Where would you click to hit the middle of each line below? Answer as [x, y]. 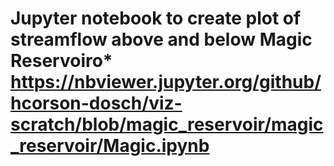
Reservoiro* [61, 61]
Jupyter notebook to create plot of [156, 18]
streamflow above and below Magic [161, 39]
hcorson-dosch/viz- [96, 103]
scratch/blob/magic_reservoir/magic [167, 124]
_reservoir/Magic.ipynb [110, 146]
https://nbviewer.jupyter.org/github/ [166, 82]
